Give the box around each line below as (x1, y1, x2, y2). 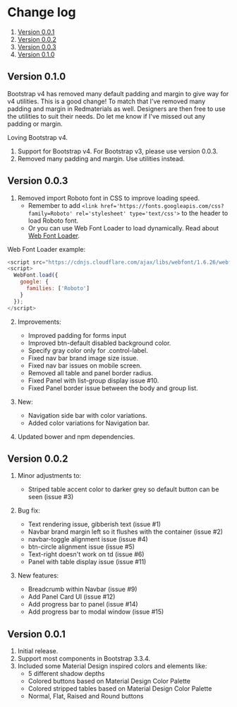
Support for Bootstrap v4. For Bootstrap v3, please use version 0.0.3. (17, 146, 219, 156)
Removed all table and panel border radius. (28, 368, 154, 377)
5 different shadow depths (28, 670, 105, 678)
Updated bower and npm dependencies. (17, 432, 135, 440)
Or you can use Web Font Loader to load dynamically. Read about (28, 223, 219, 232)
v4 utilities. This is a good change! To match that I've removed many (7, 97, 206, 105)
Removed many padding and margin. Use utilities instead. (17, 154, 185, 163)
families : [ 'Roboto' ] (25, 285, 90, 292)
